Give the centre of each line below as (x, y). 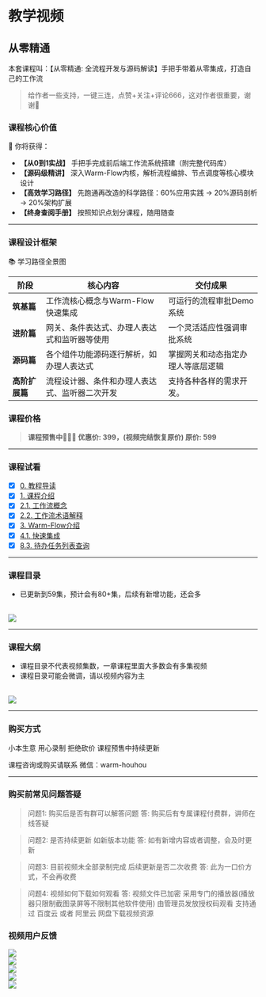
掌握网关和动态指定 (204, 354)
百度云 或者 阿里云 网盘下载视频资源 (95, 913)
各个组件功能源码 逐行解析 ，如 (102, 354)
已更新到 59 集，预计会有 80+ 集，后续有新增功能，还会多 (110, 594)
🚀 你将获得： (29, 147)
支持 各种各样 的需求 (204, 381)
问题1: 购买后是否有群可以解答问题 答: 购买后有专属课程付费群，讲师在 (141, 813)
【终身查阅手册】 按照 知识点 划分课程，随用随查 (97, 213)
